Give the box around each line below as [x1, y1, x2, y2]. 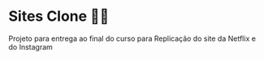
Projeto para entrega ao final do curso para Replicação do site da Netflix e [8, 34, 256, 43]
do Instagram [8, 42, 53, 51]
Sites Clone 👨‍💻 [8, 7, 110, 26]
